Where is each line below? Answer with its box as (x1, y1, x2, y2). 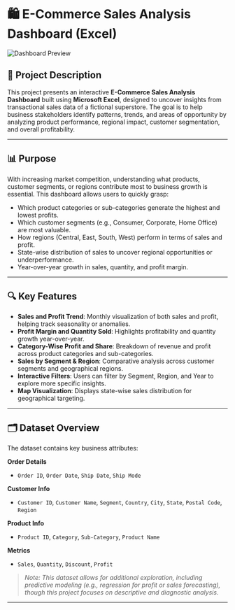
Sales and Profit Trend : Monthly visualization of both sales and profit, (17, 313, 219, 321)
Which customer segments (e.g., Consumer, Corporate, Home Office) (17, 218, 218, 227)
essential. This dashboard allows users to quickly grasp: (7, 190, 169, 198)
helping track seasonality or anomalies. (17, 320, 131, 328)
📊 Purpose (7, 152, 57, 165)
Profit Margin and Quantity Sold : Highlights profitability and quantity (17, 327, 216, 336)
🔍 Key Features (7, 290, 77, 302)
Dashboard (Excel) (7, 26, 117, 42)
